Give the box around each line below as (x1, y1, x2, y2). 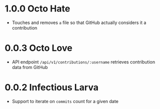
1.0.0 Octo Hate (5, 3, 71, 14)
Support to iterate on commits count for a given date (12, 98, 119, 104)
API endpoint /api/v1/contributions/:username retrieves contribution (12, 58, 155, 65)
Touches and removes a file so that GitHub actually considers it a (12, 19, 146, 25)
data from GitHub (12, 64, 48, 70)
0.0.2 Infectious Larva (5, 82, 99, 93)
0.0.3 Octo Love (5, 42, 73, 54)
